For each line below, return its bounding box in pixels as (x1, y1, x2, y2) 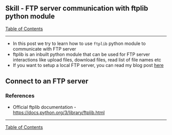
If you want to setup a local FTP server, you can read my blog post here (12, 62, 164, 68)
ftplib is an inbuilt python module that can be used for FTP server (12, 51, 150, 57)
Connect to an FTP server (5, 77, 89, 86)
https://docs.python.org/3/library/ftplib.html (12, 109, 105, 116)
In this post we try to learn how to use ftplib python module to (12, 40, 146, 47)
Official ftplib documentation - (12, 104, 76, 110)
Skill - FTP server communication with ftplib (5, 4, 148, 13)
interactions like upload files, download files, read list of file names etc (12, 56, 161, 63)
